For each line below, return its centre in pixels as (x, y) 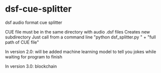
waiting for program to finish (34, 56)
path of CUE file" (22, 42)
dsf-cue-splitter (38, 9)
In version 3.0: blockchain (31, 66)
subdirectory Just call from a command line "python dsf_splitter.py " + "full (80, 37)
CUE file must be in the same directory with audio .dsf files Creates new (78, 32)
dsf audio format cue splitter (34, 22)
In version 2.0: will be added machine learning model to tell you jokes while (81, 52)
